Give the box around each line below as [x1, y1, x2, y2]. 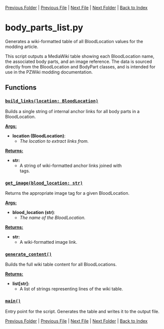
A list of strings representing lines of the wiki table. [19, 286, 123, 292]
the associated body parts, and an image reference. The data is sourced [5, 58, 152, 64]
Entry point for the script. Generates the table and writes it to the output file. [5, 308, 160, 314]
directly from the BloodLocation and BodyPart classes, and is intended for [5, 63, 156, 69]
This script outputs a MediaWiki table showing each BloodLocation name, [5, 53, 155, 59]
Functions [5, 83, 37, 92]
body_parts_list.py [5, 22, 83, 33]
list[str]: [12, 280, 30, 287]
